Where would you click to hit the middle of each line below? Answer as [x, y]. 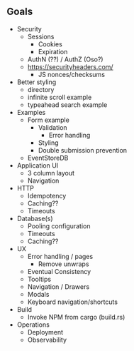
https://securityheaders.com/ [71, 66]
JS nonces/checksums [72, 74]
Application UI [38, 165]
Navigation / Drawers [58, 286]
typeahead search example [67, 105]
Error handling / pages [60, 256]
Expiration [53, 51]
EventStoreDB [48, 158]
